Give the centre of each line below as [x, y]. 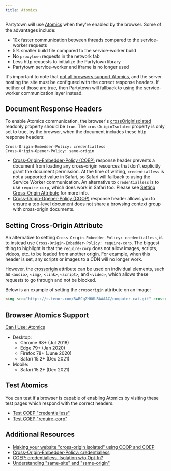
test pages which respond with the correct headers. [60, 403]
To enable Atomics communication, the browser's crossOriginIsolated [78, 121]
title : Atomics [21, 10]
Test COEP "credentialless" [41, 413]
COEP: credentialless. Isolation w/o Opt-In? [58, 458]
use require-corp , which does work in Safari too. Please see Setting [84, 188]
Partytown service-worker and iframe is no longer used [71, 67]
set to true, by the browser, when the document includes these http [76, 132]
